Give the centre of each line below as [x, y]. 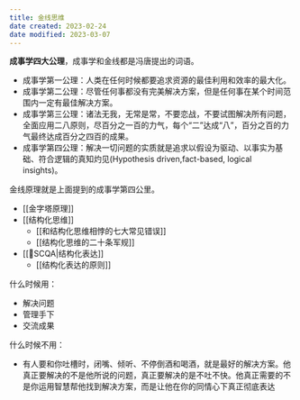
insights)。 [42, 170]
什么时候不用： [37, 345]
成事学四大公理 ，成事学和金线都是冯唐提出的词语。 [104, 61]
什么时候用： [33, 284]
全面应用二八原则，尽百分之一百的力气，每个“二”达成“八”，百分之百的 [152, 125]
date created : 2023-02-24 [58, 26]
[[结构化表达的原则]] [73, 265]
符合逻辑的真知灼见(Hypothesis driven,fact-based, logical [145, 159]
